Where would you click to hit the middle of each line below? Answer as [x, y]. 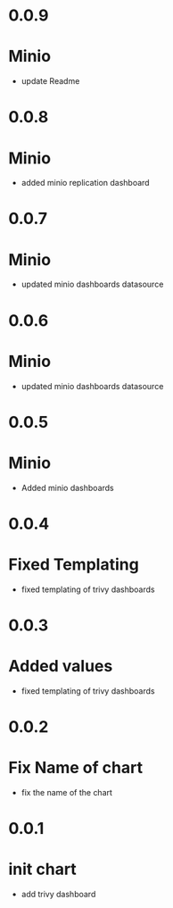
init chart [42, 869]
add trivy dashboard [58, 895]
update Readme [50, 81]
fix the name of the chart [67, 792]
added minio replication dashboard [85, 183]
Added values [61, 666]
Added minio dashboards [67, 487]
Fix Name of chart [76, 768]
